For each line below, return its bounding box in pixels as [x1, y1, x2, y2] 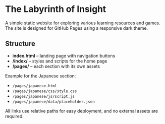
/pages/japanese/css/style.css [12, 88, 77, 94]
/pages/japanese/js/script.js [12, 94, 75, 99]
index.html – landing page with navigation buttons [12, 53, 115, 59]
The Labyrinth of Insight [5, 3, 107, 15]
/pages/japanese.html [12, 83, 57, 88]
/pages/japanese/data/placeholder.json [12, 99, 95, 104]
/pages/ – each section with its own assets [12, 63, 100, 69]
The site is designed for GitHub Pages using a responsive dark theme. [5, 25, 148, 31]
